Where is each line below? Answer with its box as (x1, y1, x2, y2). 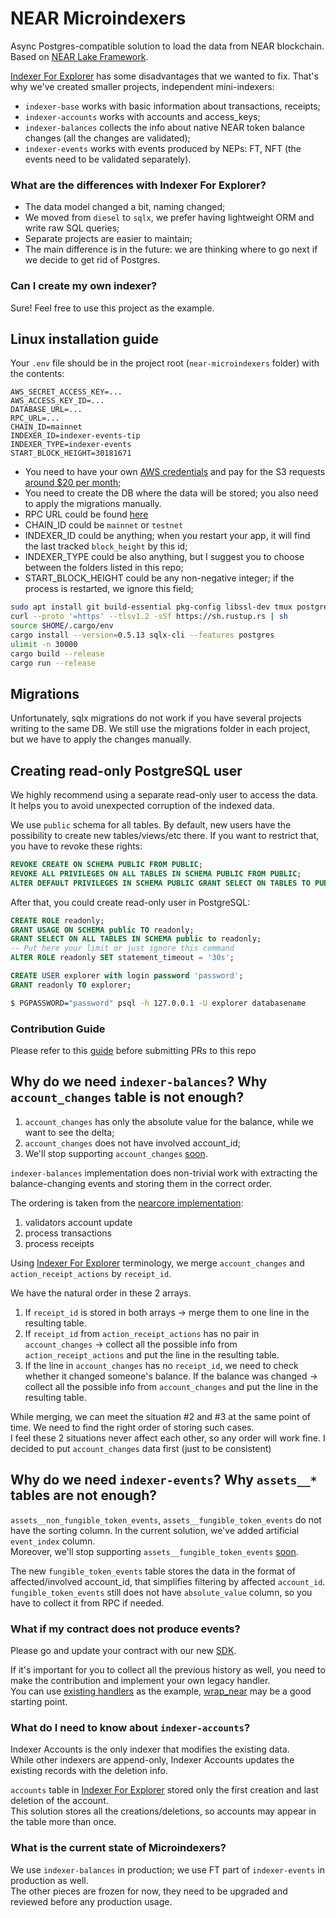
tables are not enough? (10, 1487, 158, 1504)
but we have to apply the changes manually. (10, 733, 192, 746)
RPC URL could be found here (24, 508, 149, 521)
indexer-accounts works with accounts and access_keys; (24, 110, 261, 122)
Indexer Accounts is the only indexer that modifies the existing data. (10, 1743, 290, 1756)
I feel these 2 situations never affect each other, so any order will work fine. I (10, 1432, 326, 1444)
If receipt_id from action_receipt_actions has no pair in (24, 1327, 260, 1339)
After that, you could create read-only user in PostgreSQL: (10, 896, 251, 908)
